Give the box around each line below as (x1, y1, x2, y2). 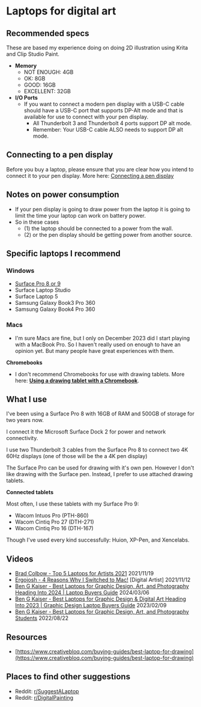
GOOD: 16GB (23, 81, 56, 88)
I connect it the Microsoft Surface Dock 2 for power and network (6, 428, 166, 435)
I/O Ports (14, 94, 38, 101)
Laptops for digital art (6, 4, 116, 18)
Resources (6, 632, 47, 642)
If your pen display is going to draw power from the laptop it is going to (14, 206, 191, 213)
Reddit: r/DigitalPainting (14, 694, 74, 701)
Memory (14, 62, 37, 69)
